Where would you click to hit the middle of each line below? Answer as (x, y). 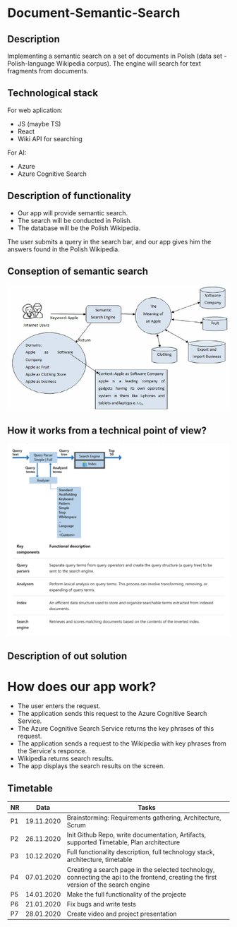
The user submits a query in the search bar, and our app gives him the (109, 241)
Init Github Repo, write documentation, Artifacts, (136, 835)
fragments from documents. (48, 71)
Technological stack (53, 93)
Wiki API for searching (50, 138)
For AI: (17, 152)
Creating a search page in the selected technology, (141, 869)
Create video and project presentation (122, 914)
